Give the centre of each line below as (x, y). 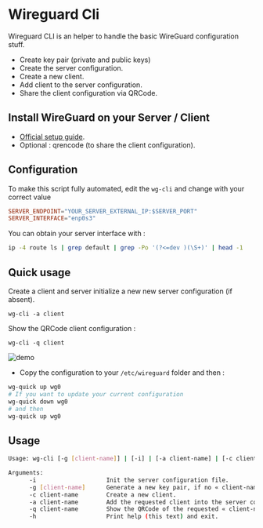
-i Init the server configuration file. (129, 480)
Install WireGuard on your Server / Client (109, 118)
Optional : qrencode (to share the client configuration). (107, 145)
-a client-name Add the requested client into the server (137, 502)
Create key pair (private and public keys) (85, 60)
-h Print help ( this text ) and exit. (124, 517)
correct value (30, 197)
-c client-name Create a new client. (103, 495)
